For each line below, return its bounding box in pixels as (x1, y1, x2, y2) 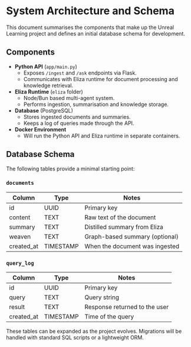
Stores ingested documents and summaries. (23, 113, 131, 120)
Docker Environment (14, 126, 67, 133)
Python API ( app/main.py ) (14, 63, 78, 70)
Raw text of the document (84, 213, 156, 221)
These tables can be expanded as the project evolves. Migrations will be (6, 327, 182, 335)
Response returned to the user (84, 303, 169, 311)
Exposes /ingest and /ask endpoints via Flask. (23, 69, 137, 76)
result (9, 303, 25, 311)
